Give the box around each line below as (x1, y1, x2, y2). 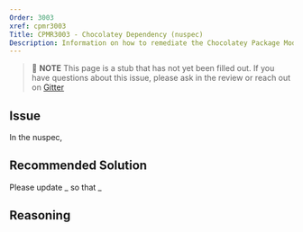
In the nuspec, (9, 132, 63, 143)
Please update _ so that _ (9, 182, 102, 192)
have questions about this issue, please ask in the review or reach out (31, 73, 291, 84)
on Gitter (31, 82, 65, 93)
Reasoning (9, 208, 71, 223)
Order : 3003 (9, 13, 54, 22)
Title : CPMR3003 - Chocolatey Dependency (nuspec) (9, 30, 204, 39)
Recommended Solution (9, 158, 147, 174)
